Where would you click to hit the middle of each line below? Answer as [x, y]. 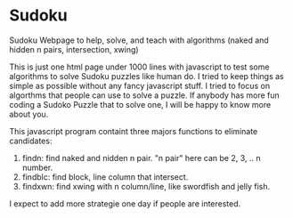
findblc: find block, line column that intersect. [105, 177]
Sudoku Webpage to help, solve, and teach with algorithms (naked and [139, 40]
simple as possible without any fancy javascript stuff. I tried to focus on [139, 85]
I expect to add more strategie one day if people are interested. [125, 203]
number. [37, 167]
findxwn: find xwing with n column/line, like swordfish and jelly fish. [146, 186]
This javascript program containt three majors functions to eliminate [134, 131]
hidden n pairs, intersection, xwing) [74, 49]
